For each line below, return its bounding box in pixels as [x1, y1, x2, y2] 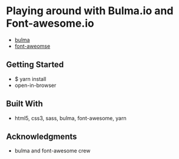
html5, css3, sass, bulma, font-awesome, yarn [14, 114, 127, 122]
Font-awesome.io [6, 17, 94, 30]
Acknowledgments [6, 131, 78, 141]
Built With [6, 99, 43, 109]
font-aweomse [14, 43, 51, 50]
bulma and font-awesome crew [14, 147, 91, 154]
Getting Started [6, 60, 64, 70]
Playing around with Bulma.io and [6, 4, 174, 18]
